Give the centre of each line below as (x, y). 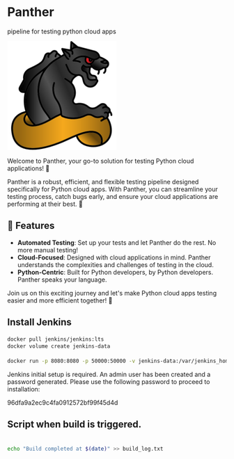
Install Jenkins (39, 322)
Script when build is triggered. (75, 425)
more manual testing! (48, 250)
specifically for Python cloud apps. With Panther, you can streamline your (112, 189)
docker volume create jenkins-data (59, 346)
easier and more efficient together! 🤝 (60, 300)
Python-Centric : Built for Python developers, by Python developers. (115, 272)
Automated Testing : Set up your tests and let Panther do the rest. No (117, 242)
